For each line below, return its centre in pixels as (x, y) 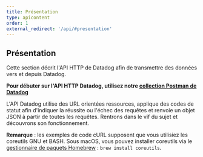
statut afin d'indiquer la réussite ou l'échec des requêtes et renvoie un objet (101, 111)
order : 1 (17, 23)
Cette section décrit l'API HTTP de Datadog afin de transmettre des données (102, 68)
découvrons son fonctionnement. (48, 123)
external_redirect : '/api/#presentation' (59, 29)
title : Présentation (32, 12)
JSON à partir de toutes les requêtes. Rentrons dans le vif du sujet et (92, 117)
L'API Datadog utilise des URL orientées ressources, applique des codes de (100, 104)
